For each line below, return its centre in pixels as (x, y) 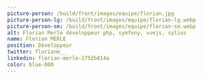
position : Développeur (40, 45)
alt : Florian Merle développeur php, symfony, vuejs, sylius (97, 33)
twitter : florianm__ (37, 52)
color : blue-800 (30, 65)
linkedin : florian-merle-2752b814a (58, 58)
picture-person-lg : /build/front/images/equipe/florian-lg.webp (101, 20)
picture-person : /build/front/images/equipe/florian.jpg (91, 13)
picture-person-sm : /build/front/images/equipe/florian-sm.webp (101, 26)
